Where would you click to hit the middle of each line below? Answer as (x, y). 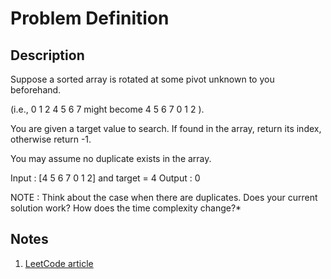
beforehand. (36, 90)
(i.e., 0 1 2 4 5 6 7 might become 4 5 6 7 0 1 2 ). (107, 109)
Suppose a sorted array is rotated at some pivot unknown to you (142, 79)
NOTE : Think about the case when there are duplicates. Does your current (164, 197)
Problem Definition (90, 18)
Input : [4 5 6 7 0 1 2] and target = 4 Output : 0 (105, 178)
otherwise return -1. (51, 139)
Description (47, 55)
